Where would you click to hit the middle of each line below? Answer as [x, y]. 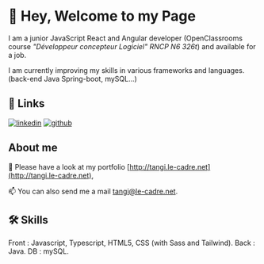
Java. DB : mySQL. [39, 251]
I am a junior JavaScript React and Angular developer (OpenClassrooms [126, 38]
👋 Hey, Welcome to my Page [102, 16]
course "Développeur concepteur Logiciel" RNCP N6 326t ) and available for [132, 46]
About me [33, 148]
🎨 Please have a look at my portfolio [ [69, 166]
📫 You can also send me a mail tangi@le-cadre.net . [93, 191]
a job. [17, 55]
